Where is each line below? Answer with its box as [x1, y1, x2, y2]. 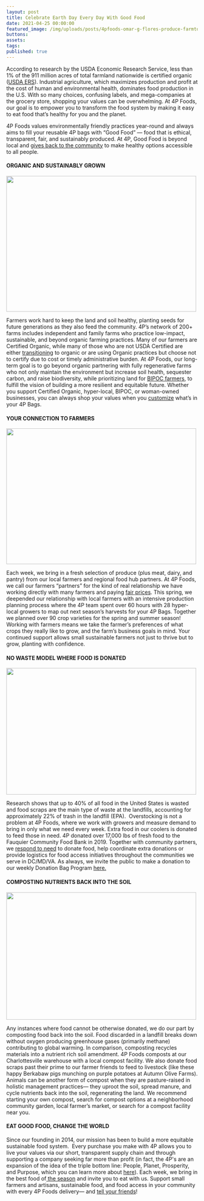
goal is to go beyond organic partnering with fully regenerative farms [19, 361, 192, 369]
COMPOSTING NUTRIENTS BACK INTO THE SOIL [6, 878, 132, 885]
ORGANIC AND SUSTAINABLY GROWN [6, 162, 106, 169]
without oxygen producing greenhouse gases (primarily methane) [6, 1037, 171, 1045]
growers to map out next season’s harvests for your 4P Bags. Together [19, 608, 196, 615]
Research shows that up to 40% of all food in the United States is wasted [6, 799, 189, 807]
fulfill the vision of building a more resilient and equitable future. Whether [6, 381, 189, 388]
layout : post [6, 9, 39, 15]
